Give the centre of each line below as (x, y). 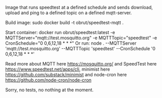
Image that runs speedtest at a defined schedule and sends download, (79, 7)
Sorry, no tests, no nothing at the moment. (50, 90)
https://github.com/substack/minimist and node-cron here (66, 75)
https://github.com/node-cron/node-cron (48, 80)
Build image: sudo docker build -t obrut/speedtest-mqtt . (64, 23)
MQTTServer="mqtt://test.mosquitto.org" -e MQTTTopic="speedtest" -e (81, 38)
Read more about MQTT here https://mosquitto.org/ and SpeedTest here (81, 64)
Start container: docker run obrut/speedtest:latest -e (60, 32)
